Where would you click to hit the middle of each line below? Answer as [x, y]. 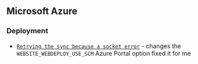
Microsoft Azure [42, 11]
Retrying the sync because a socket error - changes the [99, 46]
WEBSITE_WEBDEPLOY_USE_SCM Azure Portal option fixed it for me [103, 53]
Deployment [27, 31]
